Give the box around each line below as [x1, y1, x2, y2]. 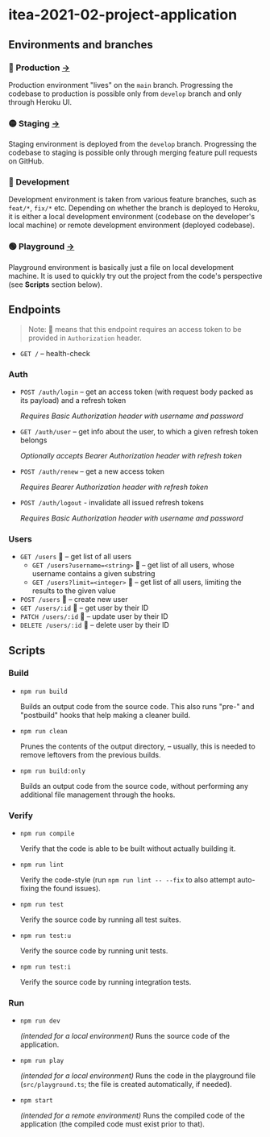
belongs [19, 435, 48, 445]
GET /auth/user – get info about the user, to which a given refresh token [19, 426, 259, 436]
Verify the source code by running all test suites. [19, 915, 181, 924]
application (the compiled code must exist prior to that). [19, 1119, 206, 1129]
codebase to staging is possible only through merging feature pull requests [8, 147, 258, 158]
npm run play [19, 1057, 64, 1065]
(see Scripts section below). [8, 280, 103, 289]
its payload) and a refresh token [19, 395, 127, 405]
